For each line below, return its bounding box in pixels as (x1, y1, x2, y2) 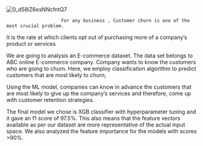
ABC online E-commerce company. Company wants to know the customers (6, 59, 196, 65)
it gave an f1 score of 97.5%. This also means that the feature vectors (6, 115, 181, 122)
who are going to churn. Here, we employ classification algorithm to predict (6, 65, 197, 72)
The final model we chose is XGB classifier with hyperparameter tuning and (6, 108, 197, 115)
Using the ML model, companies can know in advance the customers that (6, 83, 192, 90)
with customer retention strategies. (6, 97, 95, 103)
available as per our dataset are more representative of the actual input (6, 121, 185, 128)
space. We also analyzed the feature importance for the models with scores (6, 128, 197, 134)
